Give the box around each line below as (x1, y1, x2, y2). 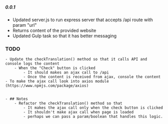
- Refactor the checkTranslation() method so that (14, 101, 123, 106)
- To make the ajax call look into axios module (5, 79, 109, 84)
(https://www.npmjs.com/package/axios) (5, 83, 89, 88)
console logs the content (5, 61, 59, 67)
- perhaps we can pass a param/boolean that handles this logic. (23, 114, 163, 119)
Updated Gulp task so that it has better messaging (12, 33, 117, 39)
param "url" (12, 22, 37, 28)
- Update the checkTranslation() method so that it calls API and (5, 57, 147, 62)
